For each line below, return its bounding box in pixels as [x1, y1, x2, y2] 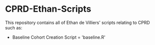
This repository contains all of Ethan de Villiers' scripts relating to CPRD [5, 20, 150, 25]
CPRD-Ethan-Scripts [5, 3, 92, 15]
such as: [5, 24, 23, 30]
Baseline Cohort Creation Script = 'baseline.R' [12, 34, 106, 40]
